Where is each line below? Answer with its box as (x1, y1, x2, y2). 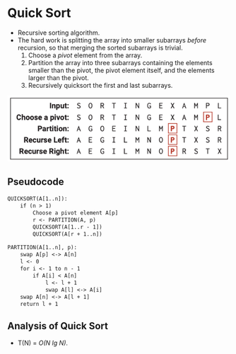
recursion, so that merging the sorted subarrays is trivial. (17, 43, 183, 52)
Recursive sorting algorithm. (17, 28, 100, 37)
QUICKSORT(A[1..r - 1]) (33, 224, 102, 231)
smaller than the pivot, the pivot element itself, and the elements (28, 66, 215, 74)
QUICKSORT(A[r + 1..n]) (33, 231, 102, 238)
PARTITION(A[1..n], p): (7, 244, 78, 251)
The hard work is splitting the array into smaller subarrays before (17, 35, 207, 44)
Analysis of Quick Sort (7, 320, 108, 332)
